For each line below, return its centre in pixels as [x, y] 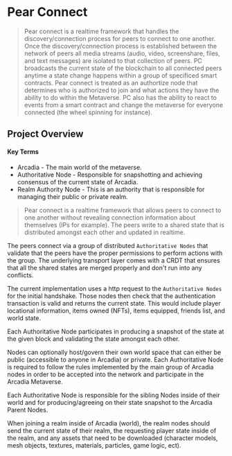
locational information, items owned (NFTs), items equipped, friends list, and [116, 310]
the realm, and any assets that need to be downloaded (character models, [113, 438]
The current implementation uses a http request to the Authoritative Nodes [115, 288]
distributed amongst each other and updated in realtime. [105, 232]
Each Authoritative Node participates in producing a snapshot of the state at [116, 331]
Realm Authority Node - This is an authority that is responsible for [111, 189]
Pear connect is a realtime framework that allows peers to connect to [123, 210]
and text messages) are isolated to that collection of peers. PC [113, 60]
